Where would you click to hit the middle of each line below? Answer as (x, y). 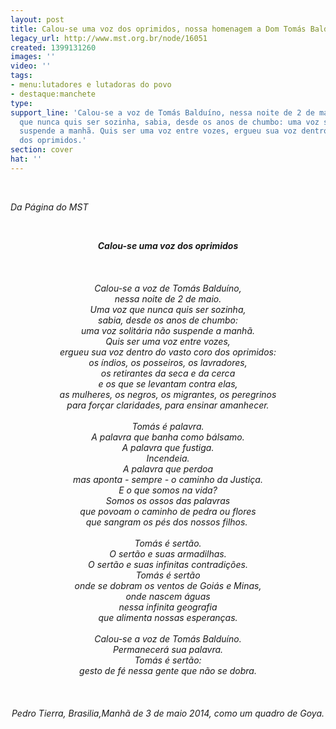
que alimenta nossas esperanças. (168, 617)
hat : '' (26, 159)
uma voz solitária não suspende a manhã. (168, 330)
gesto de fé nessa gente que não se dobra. (168, 670)
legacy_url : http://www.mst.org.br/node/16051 (109, 38)
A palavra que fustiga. (168, 447)
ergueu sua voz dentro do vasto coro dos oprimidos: (168, 352)
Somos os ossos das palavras (168, 500)
